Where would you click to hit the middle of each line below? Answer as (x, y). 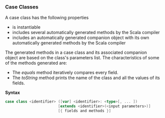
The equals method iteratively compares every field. (65, 73)
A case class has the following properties (47, 18)
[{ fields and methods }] (84, 111)
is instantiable (26, 27)
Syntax (13, 93)
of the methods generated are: (36, 63)
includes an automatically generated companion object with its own (81, 38)
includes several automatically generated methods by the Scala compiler (86, 33)
